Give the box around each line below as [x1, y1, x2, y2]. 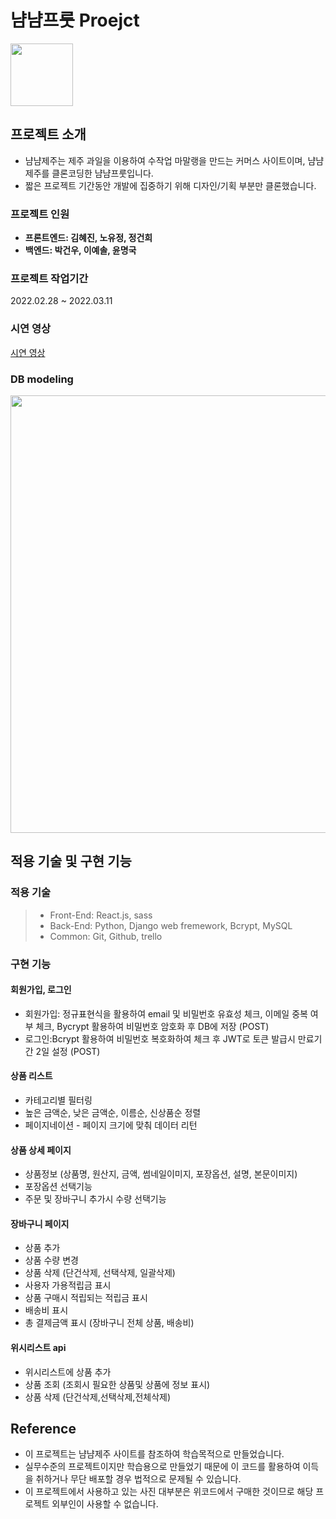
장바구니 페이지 [10, 1217, 70, 1230]
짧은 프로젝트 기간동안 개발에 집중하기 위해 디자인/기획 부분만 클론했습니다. [24, 179, 317, 191]
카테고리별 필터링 [24, 1094, 93, 1106]
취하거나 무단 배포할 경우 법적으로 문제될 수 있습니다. [35, 1473, 242, 1485]
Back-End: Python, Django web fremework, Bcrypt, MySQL [49, 919, 293, 931]
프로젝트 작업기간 [10, 271, 89, 285]
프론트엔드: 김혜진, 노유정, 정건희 [24, 232, 153, 244]
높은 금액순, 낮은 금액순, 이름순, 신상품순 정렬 [24, 1106, 202, 1118]
